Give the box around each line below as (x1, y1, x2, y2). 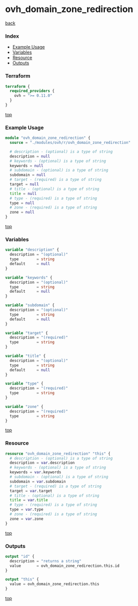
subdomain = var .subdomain (9, 479, 66, 484)
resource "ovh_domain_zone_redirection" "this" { (5, 451, 111, 456)
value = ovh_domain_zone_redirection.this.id (9, 563, 120, 568)
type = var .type (9, 507, 43, 512)
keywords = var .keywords (9, 470, 61, 475)
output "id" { (5, 554, 35, 559)
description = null (9, 154, 50, 159)
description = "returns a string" (9, 558, 81, 563)
